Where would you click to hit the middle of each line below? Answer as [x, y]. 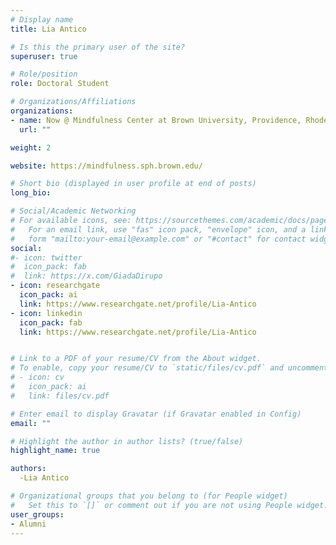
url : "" [35, 129]
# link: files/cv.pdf [60, 396]
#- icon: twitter [46, 257]
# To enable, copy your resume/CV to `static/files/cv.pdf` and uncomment [169, 368]
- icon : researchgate [55, 286]
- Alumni [28, 524]
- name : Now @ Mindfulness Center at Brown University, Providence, [156, 120]
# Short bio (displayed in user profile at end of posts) [133, 184]
